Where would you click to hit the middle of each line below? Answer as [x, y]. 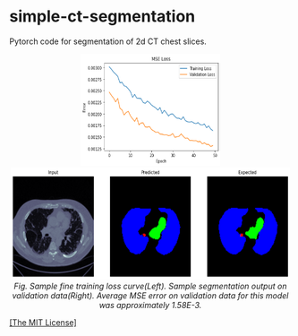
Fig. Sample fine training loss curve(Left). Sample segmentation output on [150, 286]
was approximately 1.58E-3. [150, 305]
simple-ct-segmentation [102, 17]
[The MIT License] [43, 322]
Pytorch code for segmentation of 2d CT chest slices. [108, 41]
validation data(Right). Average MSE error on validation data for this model [150, 295]
